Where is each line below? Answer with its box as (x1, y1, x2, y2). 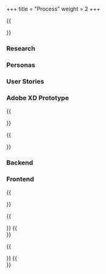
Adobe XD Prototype (6, 93, 69, 102)
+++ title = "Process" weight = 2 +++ (6, 6, 100, 12)
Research (6, 44, 36, 53)
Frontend (6, 175, 34, 183)
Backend (6, 158, 34, 167)
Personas (6, 61, 36, 69)
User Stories (6, 77, 45, 85)
